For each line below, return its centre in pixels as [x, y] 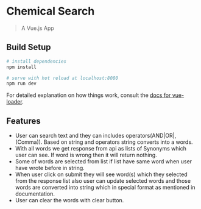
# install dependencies [37, 61]
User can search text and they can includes [70, 136]
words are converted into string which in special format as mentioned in [105, 188]
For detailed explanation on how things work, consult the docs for [89, 95]
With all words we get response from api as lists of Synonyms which [101, 149]
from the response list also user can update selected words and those [103, 181]
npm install [21, 67]
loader [14, 102]
